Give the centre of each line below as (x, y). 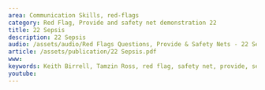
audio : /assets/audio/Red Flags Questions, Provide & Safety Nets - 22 (128, 45)
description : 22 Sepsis (47, 37)
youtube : (22, 74)
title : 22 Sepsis (37, 30)
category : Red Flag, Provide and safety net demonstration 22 (112, 23)
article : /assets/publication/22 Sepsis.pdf (82, 52)
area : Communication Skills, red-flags (74, 15)
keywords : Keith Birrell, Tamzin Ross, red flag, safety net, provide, (128, 67)
